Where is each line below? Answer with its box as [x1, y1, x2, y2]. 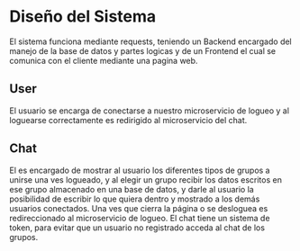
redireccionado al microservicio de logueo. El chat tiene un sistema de [9, 212, 270, 223]
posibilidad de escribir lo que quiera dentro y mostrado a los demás [9, 193, 260, 204]
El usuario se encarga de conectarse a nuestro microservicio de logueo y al [9, 105, 290, 116]
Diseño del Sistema [9, 6, 157, 27]
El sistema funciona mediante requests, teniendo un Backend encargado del [9, 36, 293, 47]
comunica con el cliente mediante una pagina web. [9, 55, 198, 66]
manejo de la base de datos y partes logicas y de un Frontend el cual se [9, 45, 277, 56]
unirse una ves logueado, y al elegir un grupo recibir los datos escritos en [9, 174, 282, 185]
